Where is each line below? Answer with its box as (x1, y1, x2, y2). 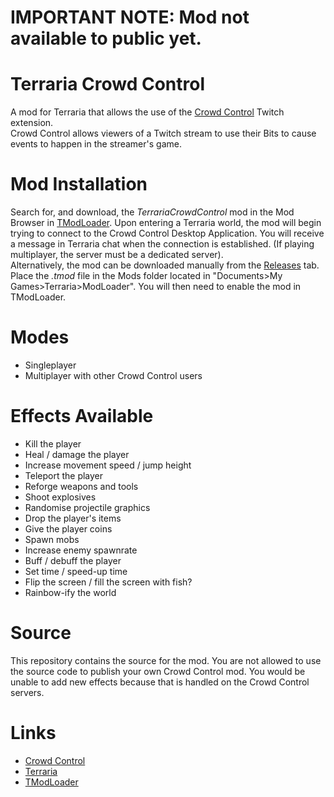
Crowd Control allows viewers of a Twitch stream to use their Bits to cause (10, 127, 317, 140)
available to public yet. (10, 27, 202, 50)
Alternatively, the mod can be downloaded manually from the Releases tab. (10, 259, 320, 271)
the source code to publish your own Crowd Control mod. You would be (10, 665, 306, 677)
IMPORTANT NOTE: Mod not (10, 6, 250, 29)
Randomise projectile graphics (24, 501, 151, 513)
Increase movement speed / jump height (24, 459, 192, 471)
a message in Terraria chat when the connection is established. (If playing (10, 238, 315, 250)
